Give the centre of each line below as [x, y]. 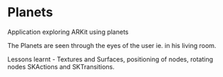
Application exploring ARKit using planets [68, 32]
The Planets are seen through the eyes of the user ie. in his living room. [112, 45]
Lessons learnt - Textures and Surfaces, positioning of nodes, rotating [110, 59]
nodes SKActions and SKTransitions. [61, 66]
